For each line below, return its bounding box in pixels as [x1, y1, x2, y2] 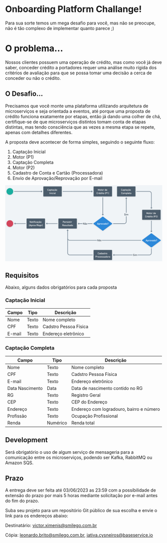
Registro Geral [71, 392, 101, 398]
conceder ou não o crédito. [5, 75, 61, 81]
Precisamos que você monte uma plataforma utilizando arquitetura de [5, 103, 149, 109]
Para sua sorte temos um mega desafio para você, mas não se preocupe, [5, 20, 156, 26]
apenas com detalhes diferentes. [5, 129, 73, 135]
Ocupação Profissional [71, 413, 118, 419]
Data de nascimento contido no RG [71, 385, 143, 391]
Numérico [46, 420, 67, 426]
